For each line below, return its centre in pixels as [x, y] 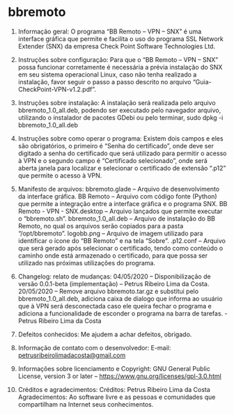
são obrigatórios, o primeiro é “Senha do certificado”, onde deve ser [116, 146]
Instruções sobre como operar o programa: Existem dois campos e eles [120, 138]
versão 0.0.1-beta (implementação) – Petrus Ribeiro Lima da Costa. [114, 283]
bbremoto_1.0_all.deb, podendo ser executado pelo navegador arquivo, [119, 110]
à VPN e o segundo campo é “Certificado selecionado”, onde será [112, 160]
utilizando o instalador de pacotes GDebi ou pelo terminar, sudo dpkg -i [120, 117]
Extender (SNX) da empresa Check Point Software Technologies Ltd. [116, 46]
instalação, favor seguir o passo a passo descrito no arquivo [104, 81]
